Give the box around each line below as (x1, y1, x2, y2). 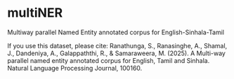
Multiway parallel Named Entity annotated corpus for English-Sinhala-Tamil (7, 28, 225, 36)
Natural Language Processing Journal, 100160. (7, 64, 143, 72)
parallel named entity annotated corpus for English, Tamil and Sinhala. (7, 56, 210, 64)
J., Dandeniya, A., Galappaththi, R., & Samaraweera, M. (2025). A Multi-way (7, 49, 226, 57)
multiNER (7, 5, 63, 21)
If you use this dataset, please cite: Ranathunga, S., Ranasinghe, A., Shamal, (7, 41, 228, 50)
